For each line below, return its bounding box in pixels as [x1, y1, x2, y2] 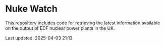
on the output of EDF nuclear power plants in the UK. [5, 25, 115, 31]
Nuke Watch [5, 3, 58, 15]
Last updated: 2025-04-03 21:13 [5, 35, 73, 41]
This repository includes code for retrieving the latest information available [5, 20, 160, 26]
